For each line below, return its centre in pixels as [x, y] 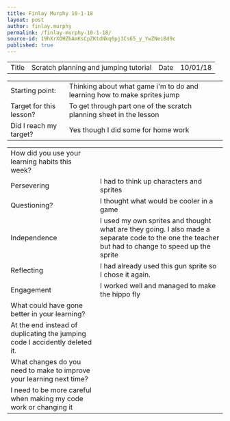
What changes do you [46, 362]
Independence [34, 238]
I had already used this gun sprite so [158, 266]
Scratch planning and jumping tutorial [91, 67]
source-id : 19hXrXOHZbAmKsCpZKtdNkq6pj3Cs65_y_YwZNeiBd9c [91, 39]
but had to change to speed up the [155, 246]
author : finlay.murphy [39, 26]
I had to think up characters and [151, 181]
